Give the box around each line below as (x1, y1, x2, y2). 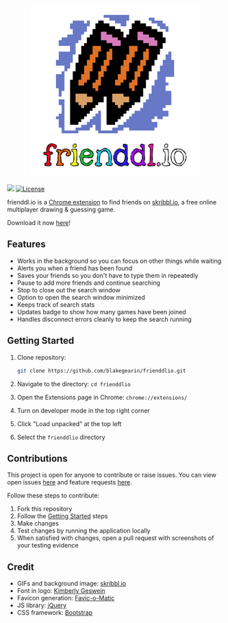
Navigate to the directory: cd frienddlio (16, 379, 131, 388)
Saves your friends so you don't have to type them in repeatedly (16, 271, 199, 279)
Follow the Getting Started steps (16, 512, 108, 520)
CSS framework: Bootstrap (16, 609, 93, 617)
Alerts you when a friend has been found (16, 263, 133, 272)
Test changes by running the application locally (16, 527, 151, 535)
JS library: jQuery (16, 601, 67, 609)
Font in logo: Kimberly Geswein (16, 587, 105, 595)
